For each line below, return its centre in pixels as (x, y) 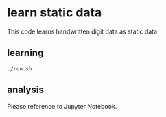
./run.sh (20, 69)
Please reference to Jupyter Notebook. (62, 106)
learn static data (55, 13)
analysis (26, 90)
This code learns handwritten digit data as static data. (83, 31)
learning (25, 53)
